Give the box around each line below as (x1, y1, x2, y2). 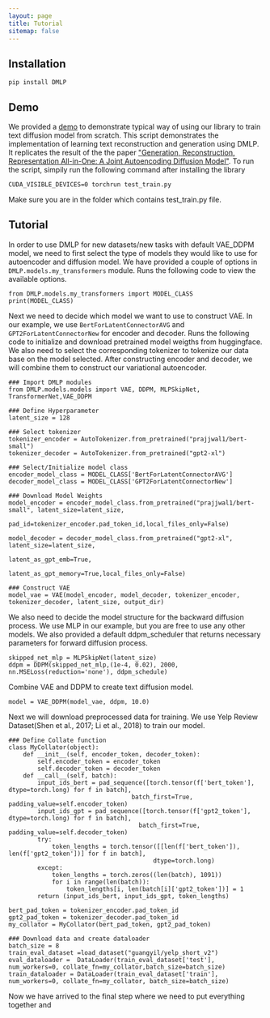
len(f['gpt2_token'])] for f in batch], (8, 850, 147, 858)
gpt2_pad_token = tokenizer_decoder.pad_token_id (8, 913, 179, 922)
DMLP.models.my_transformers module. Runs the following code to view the (8, 265, 256, 275)
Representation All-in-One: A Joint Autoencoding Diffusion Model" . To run (8, 156, 255, 166)
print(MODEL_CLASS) (8, 296, 74, 305)
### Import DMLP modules (8, 378, 92, 386)
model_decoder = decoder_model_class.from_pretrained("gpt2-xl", (8, 534, 233, 543)
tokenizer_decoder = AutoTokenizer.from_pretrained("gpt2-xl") (8, 449, 226, 458)
